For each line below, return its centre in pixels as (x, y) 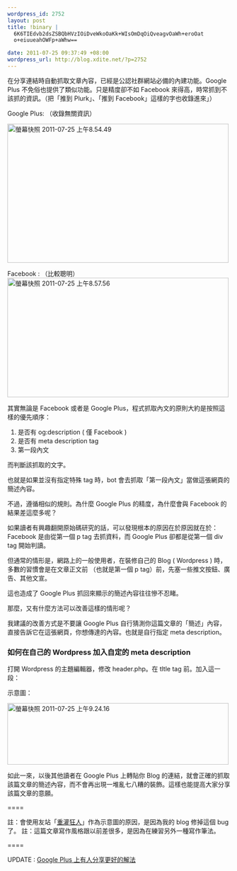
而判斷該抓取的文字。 (38, 465)
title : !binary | (33, 27)
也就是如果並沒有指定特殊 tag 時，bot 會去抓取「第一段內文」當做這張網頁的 (118, 479)
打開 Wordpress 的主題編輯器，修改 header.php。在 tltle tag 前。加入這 (111, 669)
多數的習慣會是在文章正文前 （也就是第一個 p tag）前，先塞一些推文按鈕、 (116, 569)
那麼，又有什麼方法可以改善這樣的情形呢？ (69, 608)
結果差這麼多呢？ (32, 512)
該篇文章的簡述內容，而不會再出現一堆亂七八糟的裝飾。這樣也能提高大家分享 (119, 785)
